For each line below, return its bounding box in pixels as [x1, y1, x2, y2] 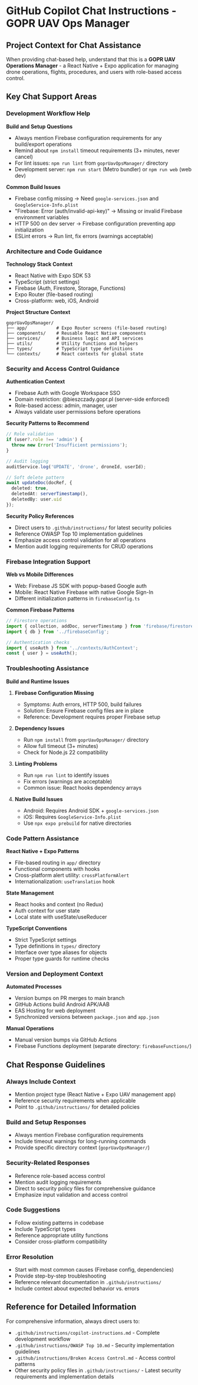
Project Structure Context [6, 308, 71, 315]
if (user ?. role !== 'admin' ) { [6, 437, 83, 443]
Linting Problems [14, 760, 58, 767]
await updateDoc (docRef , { [6, 480, 72, 486]
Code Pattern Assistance [6, 834, 80, 842]
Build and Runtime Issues [6, 678, 70, 685]
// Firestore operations [6, 618, 67, 624]
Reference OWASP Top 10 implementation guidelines [14, 530, 143, 537]
